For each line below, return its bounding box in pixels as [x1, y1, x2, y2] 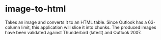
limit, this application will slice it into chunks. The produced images [21, 24, 157, 30]
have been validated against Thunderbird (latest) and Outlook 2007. [5, 29, 142, 35]
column [5, 24, 21, 30]
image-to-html [5, 3, 66, 14]
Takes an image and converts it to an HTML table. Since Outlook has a [5, 19, 147, 25]
